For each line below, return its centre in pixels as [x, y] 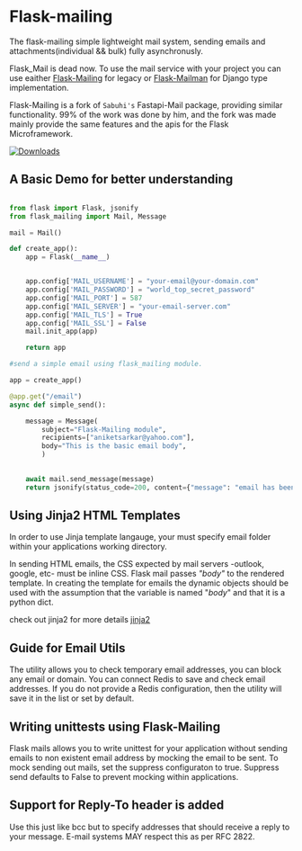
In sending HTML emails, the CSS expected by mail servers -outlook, [137, 564]
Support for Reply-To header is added [117, 806]
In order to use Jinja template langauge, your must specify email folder [140, 537]
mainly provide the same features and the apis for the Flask [119, 124]
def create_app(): [44, 249]
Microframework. [41, 133]
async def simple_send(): [58, 405]
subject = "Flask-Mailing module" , [104, 429]
